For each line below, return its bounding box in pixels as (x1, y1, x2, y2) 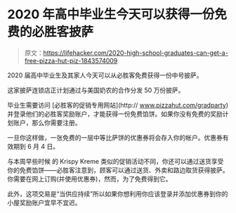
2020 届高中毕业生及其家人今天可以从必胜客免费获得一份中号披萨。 (7, 71, 203, 79)
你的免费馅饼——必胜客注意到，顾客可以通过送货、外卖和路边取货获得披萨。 (7, 166, 229, 174)
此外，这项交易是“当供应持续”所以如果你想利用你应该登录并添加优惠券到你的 (7, 189, 228, 198)
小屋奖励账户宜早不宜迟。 (7, 198, 81, 207)
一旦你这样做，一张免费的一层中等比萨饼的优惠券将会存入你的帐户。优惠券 (7, 133, 223, 141)
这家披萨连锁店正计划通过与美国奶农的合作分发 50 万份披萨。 (7, 86, 185, 94)
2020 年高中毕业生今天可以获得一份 (7, 6, 215, 22)
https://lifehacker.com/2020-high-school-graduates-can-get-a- (43, 49, 228, 57)
